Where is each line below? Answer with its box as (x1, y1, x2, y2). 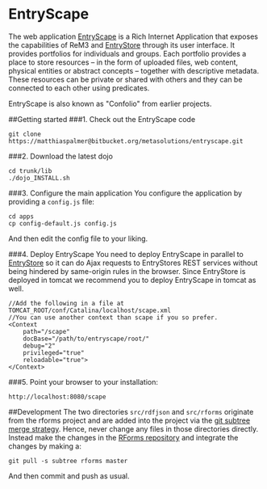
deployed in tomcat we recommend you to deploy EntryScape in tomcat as (8, 275, 257, 285)
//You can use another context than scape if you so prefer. (8, 313, 219, 322)
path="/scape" (23, 327, 70, 335)
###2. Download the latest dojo (8, 151, 113, 161)
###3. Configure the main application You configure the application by (8, 188, 243, 198)
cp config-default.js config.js (8, 219, 117, 227)
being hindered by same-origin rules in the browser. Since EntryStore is (8, 266, 246, 276)
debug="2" (23, 341, 56, 350)
